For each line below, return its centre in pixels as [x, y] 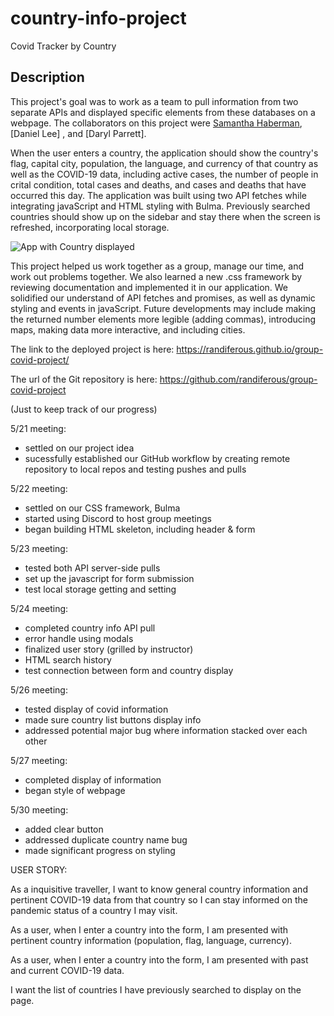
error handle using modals [79, 638]
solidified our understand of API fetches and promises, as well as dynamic [163, 298]
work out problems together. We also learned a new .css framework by [156, 276]
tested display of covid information [96, 709]
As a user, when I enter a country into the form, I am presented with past [159, 959]
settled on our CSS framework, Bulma [102, 508]
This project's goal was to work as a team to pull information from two [154, 101]
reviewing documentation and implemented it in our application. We [149, 287]
